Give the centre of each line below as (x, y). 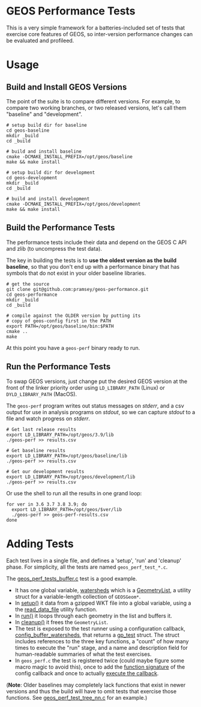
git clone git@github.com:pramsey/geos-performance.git (77, 289)
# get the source (28, 284)
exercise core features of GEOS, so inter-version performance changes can (100, 34)
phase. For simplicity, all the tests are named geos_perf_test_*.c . (87, 567)
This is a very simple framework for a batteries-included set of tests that (95, 28)
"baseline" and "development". (44, 114)
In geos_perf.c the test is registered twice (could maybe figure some (100, 660)
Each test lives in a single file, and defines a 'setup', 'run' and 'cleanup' (94, 560)
